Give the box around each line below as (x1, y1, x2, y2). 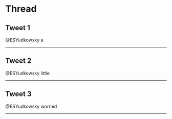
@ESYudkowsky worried (5, 103, 57, 109)
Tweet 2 (5, 57, 32, 65)
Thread (5, 3, 37, 15)
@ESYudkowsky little (5, 70, 50, 76)
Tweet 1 (5, 23, 31, 32)
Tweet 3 (5, 90, 32, 99)
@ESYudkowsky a (5, 37, 44, 43)
